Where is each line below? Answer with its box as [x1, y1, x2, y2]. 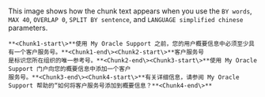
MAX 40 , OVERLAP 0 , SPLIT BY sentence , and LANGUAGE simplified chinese [8, 15, 244, 24]
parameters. [8, 23, 48, 33]
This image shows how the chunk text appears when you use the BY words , [8, 6, 252, 16]
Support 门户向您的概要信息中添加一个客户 [8, 65, 131, 73]
